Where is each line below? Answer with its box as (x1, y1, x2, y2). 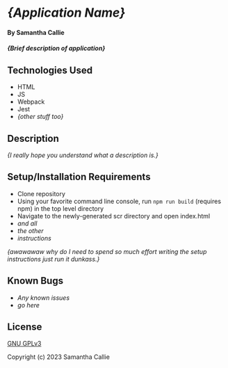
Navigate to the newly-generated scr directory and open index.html (17, 211, 211, 220)
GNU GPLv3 (7, 339, 42, 348)
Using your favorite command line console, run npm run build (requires (17, 197, 221, 205)
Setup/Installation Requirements (7, 171, 151, 183)
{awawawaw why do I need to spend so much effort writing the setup (7, 247, 207, 255)
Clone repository (17, 189, 66, 198)
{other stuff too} (17, 113, 64, 121)
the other (17, 226, 44, 234)
